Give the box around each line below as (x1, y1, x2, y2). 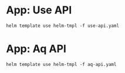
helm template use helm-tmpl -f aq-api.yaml (6, 61, 117, 67)
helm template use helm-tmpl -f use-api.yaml (6, 23, 119, 29)
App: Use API (6, 4, 72, 17)
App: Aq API (6, 42, 66, 55)
